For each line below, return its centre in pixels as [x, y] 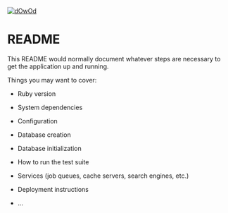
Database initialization [50, 148]
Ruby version [37, 93]
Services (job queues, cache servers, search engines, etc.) [103, 176]
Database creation [44, 135]
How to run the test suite [53, 162]
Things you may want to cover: [52, 80]
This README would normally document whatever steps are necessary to [114, 59]
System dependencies [50, 107]
